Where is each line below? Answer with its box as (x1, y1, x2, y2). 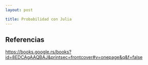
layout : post (5, 7, 33, 13)
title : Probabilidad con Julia (5, 16, 72, 22)
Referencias (5, 35, 45, 44)
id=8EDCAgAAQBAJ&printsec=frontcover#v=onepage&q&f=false (5, 54, 143, 60)
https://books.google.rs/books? (5, 49, 71, 55)
